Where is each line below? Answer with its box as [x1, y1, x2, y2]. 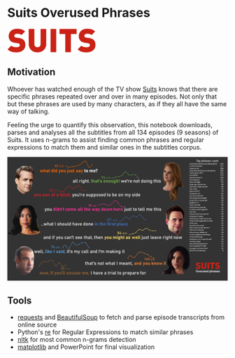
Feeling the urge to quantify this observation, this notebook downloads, [7, 120, 213, 129]
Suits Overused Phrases [7, 5, 150, 21]
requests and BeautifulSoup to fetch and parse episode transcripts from [17, 313, 225, 321]
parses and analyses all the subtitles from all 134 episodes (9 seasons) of [7, 128, 219, 136]
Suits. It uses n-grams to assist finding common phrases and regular [7, 135, 205, 144]
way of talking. [7, 107, 50, 115]
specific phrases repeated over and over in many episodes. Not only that [7, 92, 218, 101]
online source [17, 320, 57, 329]
